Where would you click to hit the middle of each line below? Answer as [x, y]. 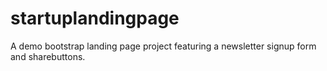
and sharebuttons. [48, 56]
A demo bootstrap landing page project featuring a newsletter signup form [163, 46]
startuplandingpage [95, 18]
